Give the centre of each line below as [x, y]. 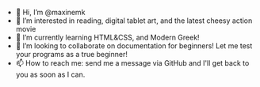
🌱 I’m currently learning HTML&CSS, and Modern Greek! [107, 37]
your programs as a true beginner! [72, 54]
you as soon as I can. [50, 74]
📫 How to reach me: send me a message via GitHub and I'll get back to [132, 63]
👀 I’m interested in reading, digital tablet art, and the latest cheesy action [134, 21]
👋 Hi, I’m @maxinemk [50, 12]
